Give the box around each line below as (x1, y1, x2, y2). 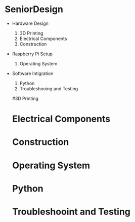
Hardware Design (12, 20, 49, 26)
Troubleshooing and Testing (19, 85, 78, 92)
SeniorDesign (5, 4, 64, 15)
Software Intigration (12, 70, 54, 77)
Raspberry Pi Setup (12, 51, 53, 57)
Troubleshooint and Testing (12, 206, 131, 217)
